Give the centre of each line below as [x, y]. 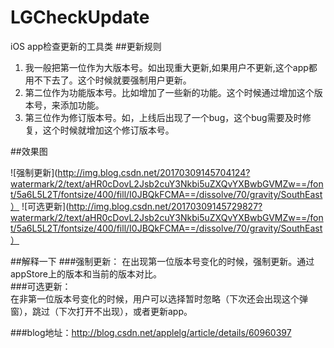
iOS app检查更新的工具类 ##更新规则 [86, 46]
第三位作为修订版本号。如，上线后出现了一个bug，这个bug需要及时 [163, 117]
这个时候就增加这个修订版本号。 [108, 130]
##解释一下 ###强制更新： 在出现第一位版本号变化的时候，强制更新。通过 [162, 261]
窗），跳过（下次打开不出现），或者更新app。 [101, 311]
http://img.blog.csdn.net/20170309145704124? [154, 172]
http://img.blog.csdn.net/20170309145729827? [165, 206]
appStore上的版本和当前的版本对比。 [86, 273]
